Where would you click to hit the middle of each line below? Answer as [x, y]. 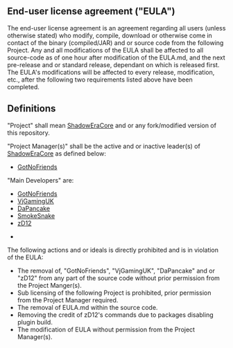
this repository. [29, 132]
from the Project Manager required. [68, 300]
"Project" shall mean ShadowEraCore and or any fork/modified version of [112, 125]
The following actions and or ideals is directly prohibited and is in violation [113, 250]
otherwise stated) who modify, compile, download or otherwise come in [110, 35]
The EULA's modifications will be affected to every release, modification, [111, 72]
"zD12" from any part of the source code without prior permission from [119, 278]
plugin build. [35, 322]
